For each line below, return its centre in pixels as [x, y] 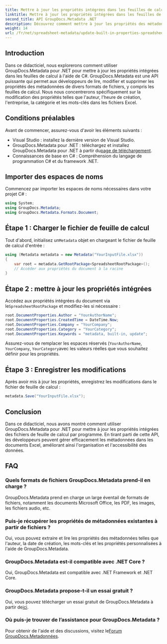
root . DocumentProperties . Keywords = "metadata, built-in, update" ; [77, 334]
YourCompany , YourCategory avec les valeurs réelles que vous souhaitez [77, 349]
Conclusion [23, 412]
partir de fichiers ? [28, 527]
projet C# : [16, 194]
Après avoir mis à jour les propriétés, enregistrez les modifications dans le [81, 382]
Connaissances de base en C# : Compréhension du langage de [77, 156]
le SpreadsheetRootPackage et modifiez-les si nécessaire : [63, 306]
